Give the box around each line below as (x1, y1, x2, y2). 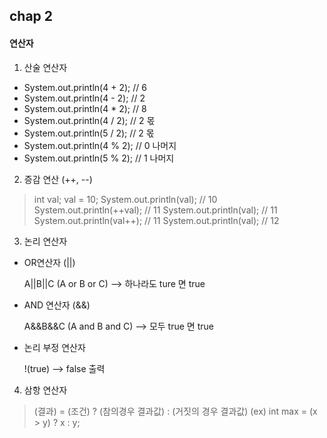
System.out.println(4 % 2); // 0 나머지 (23, 139, 177, 151)
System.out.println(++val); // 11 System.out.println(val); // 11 (33, 204, 278, 216)
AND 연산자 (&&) (23, 299, 91, 311)
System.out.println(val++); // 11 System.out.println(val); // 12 (33, 214, 280, 226)
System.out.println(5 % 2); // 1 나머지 (23, 152, 175, 164)
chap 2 (9, 8, 54, 25)
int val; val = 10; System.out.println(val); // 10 (33, 193, 218, 205)
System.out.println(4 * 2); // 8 (23, 102, 147, 114)
